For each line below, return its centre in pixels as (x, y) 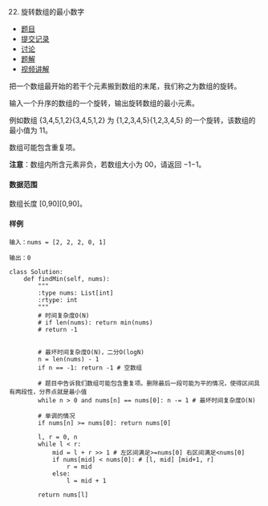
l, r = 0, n (58, 437)
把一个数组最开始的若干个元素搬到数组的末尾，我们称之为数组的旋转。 (125, 86)
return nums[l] (63, 495)
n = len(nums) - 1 (69, 360)
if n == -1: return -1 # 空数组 (90, 368)
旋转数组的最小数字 (53, 12)
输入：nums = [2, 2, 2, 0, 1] (58, 243)
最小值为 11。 (31, 130)
